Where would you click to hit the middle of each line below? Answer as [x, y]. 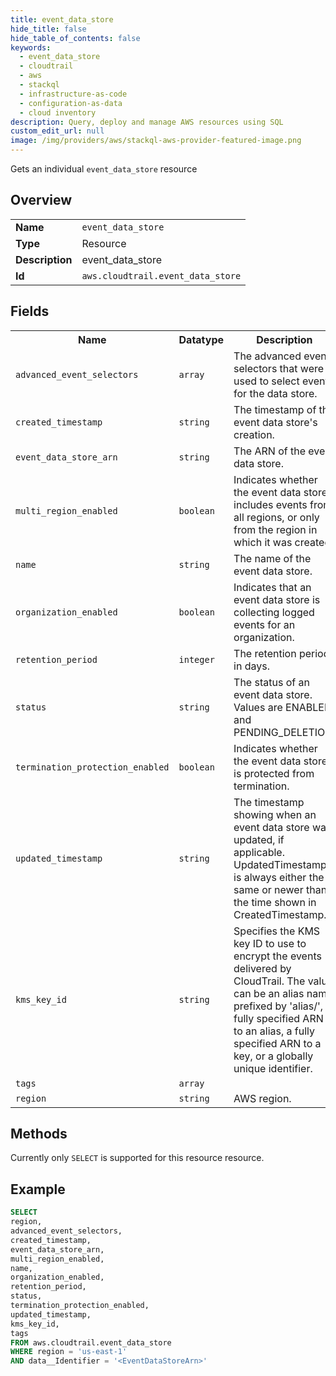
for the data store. [275, 393]
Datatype [201, 339]
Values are [258, 707]
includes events [270, 504]
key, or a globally [273, 1056]
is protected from [274, 773]
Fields [30, 311]
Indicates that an [272, 587]
